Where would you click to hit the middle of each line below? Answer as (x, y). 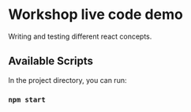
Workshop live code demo (95, 15)
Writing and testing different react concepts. (80, 36)
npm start (27, 99)
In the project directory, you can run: (67, 80)
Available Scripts (51, 61)
